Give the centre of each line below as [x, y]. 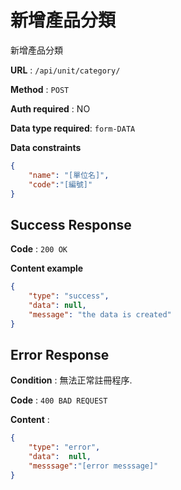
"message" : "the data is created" [100, 314]
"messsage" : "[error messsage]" [93, 466]
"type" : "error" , [64, 447]
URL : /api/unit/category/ [65, 70]
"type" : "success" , [69, 296]
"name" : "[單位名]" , [69, 175]
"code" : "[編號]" [60, 184]
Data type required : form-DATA [73, 128]
